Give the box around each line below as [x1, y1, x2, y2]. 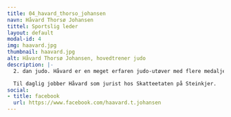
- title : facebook [7, 93, 60, 100]
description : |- [7, 61, 54, 68]
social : [7, 87, 30, 94]
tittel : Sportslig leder [7, 23, 78, 30]
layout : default [7, 29, 54, 36]
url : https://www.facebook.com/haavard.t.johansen [13, 99, 162, 107]
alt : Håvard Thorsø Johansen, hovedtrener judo [7, 55, 146, 62]
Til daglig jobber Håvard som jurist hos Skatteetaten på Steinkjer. [13, 80, 217, 87]
